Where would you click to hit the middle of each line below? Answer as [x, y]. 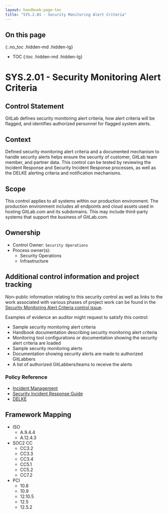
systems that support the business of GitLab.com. [57, 217]
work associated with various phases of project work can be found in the [80, 302]
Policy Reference [26, 377]
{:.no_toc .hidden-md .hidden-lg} [39, 47]
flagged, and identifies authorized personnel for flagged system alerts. [78, 124]
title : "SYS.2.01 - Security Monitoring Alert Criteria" [66, 15]
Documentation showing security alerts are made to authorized [77, 354]
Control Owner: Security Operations [50, 245]
